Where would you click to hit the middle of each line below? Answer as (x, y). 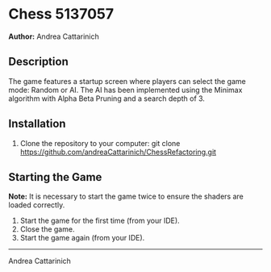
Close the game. (47, 229)
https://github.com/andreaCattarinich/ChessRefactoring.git (118, 152)
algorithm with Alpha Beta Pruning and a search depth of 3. (107, 98)
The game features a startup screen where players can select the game (127, 81)
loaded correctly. (37, 205)
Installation (37, 124)
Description (38, 62)
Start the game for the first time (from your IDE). (100, 221)
